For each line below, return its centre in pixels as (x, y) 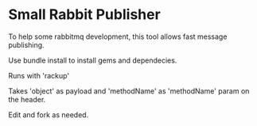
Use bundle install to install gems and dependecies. (93, 60)
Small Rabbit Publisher (84, 15)
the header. (27, 99)
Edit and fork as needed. (49, 115)
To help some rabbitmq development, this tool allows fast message (118, 36)
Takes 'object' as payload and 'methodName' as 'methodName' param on (129, 91)
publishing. (27, 44)
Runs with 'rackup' (39, 75)
